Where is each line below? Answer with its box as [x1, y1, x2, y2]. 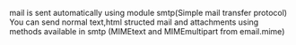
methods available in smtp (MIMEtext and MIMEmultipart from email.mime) [9, 26, 285, 36]
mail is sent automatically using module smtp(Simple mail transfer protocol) [9, 8, 288, 18]
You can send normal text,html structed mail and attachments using [9, 17, 259, 27]
